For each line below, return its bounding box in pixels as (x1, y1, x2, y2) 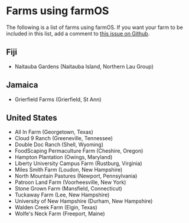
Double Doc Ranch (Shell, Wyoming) (14, 141, 104, 148)
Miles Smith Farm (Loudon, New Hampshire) (14, 166, 123, 173)
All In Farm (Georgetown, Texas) (14, 128, 93, 135)
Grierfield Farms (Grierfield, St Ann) (14, 96, 102, 103)
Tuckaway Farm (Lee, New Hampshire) (14, 191, 110, 199)
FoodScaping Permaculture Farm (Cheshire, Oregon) (14, 147, 144, 154)
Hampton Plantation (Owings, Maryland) (14, 154, 113, 161)
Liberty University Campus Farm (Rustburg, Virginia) (14, 160, 143, 167)
